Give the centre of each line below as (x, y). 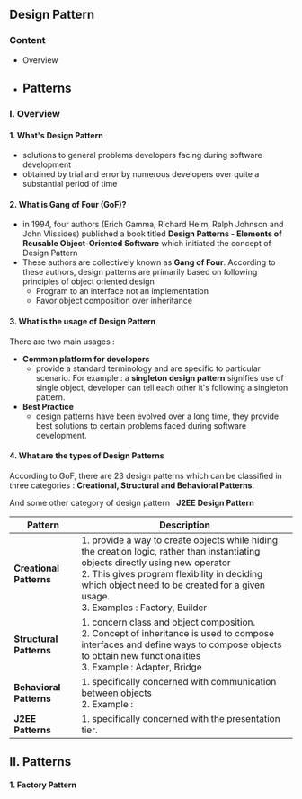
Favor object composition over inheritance (114, 301)
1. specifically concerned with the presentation (181, 718)
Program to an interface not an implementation (122, 291)
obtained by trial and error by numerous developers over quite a (141, 174)
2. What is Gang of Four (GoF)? (68, 204)
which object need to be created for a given (173, 585)
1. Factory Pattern (43, 785)
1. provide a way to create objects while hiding (180, 540)
